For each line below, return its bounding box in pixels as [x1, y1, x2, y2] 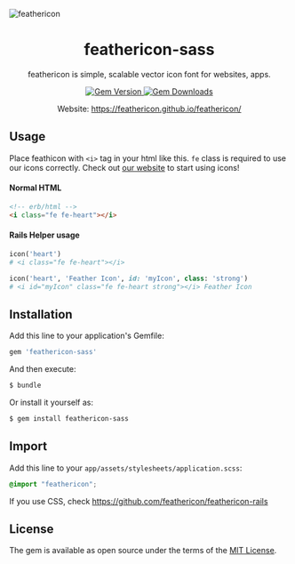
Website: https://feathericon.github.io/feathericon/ [57, 103, 242, 114]
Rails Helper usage [9, 230, 80, 240]
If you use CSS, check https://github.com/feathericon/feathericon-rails [9, 496, 268, 506]
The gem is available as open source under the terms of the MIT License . [9, 545, 277, 556]
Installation [9, 307, 73, 322]
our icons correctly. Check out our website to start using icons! [9, 162, 240, 173]
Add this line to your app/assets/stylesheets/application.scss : [9, 463, 243, 473]
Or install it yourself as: [9, 397, 93, 407]
